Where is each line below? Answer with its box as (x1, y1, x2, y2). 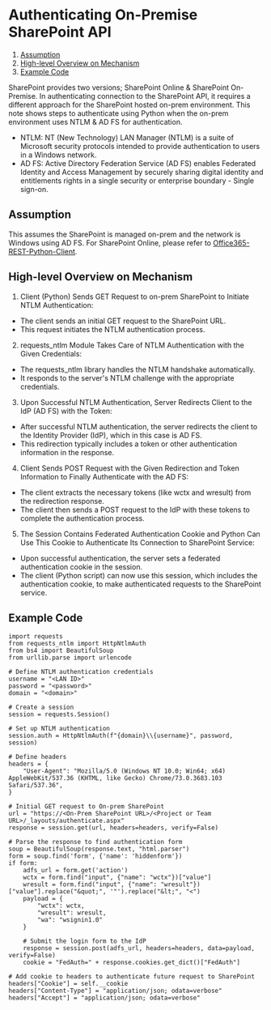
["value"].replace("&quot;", (8, 888, 107, 896)
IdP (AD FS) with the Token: (19, 406, 112, 416)
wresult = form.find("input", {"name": (23, 880, 158, 889)
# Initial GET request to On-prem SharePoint (8, 803, 164, 811)
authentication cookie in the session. (19, 561, 143, 572)
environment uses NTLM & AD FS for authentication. (8, 117, 183, 126)
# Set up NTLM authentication (8, 725, 111, 733)
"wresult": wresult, (37, 909, 107, 917)
